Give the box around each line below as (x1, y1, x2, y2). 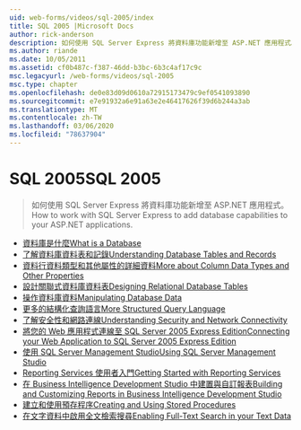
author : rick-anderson (9, 30, 94, 39)
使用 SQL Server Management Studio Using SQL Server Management (21, 347, 276, 357)
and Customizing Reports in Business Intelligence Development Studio (21, 388, 282, 399)
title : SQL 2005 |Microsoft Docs (9, 22, 134, 31)
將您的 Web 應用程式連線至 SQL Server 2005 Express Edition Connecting (21, 325, 290, 337)
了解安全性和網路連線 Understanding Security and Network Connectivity (21, 314, 288, 325)
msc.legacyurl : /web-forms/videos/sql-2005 (9, 72, 175, 81)
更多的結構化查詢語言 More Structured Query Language (21, 303, 226, 314)
